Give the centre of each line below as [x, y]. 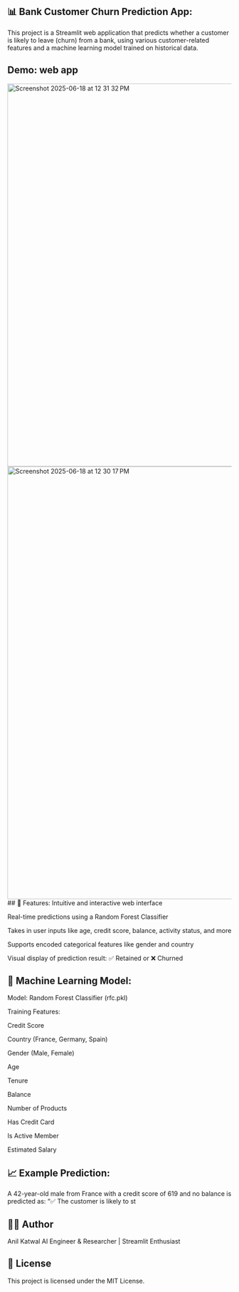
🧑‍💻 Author [31, 1224]
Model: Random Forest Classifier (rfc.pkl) [68, 998]
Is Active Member [33, 1136]
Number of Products [37, 1108]
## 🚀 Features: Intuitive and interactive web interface [85, 902]
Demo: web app [43, 70]
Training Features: [34, 1012]
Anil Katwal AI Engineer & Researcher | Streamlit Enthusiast [94, 1241]
